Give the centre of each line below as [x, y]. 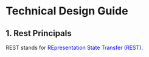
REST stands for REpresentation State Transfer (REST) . [74, 47]
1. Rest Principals [39, 33]
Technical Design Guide [67, 11]
